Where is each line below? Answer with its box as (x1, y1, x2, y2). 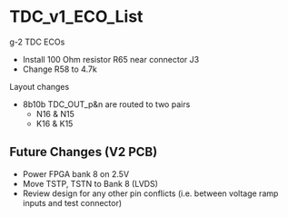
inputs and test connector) (22, 197, 123, 208)
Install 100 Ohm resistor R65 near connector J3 (22, 54, 200, 64)
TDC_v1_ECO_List (9, 6, 144, 27)
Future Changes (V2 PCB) (9, 144, 158, 160)
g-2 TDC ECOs (9, 36, 65, 47)
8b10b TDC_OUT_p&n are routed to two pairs (22, 98, 191, 110)
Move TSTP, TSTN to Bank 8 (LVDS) (22, 178, 159, 189)
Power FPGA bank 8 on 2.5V (22, 168, 130, 179)
